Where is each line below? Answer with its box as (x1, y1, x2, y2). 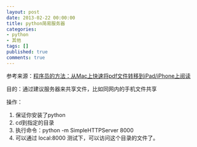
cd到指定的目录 (15, 119, 55, 126)
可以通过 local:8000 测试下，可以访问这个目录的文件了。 (15, 134, 159, 141)
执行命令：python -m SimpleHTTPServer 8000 (15, 126, 134, 134)
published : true (6, 49, 48, 55)
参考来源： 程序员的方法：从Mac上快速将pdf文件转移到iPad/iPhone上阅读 (6, 72, 191, 80)
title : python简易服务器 (6, 20, 66, 26)
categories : (6, 26, 37, 32)
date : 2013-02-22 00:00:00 (6, 15, 75, 21)
